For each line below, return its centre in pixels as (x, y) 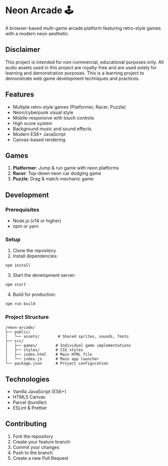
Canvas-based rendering (39, 139)
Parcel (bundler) (30, 402)
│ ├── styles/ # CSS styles (44, 350)
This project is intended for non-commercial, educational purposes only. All (85, 62)
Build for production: (34, 295)
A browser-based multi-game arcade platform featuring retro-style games (83, 28)
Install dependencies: (35, 256)
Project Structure (27, 317)
